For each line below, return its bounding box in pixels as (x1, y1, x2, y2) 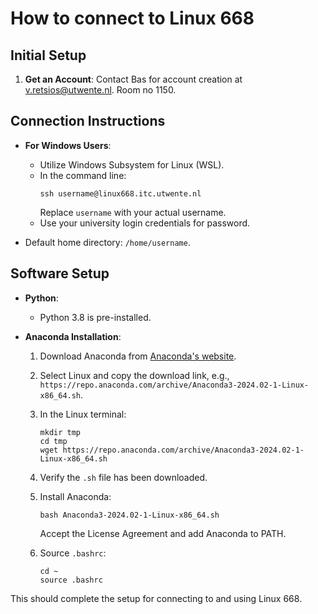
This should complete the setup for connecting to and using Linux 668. (10, 592, 303, 604)
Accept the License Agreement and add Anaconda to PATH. (39, 527, 287, 539)
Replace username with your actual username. (39, 206, 227, 218)
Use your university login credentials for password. (39, 217, 251, 229)
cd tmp (39, 436, 68, 446)
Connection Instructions (10, 113, 166, 130)
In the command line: (39, 169, 127, 181)
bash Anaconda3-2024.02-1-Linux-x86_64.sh (39, 510, 220, 520)
